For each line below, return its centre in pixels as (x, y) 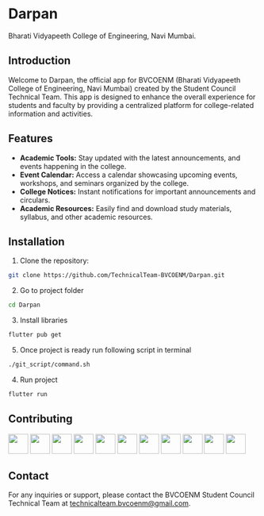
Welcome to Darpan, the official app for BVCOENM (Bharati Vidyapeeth (124, 79)
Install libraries (44, 320)
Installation (36, 242)
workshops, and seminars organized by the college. (104, 183)
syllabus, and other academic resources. (86, 217)
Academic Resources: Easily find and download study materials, (126, 208)
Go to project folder (52, 291)
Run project (38, 379)
